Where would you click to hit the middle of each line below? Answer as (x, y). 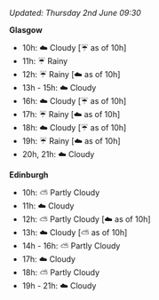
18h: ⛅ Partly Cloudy (61, 272)
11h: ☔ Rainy (45, 61)
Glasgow (26, 30)
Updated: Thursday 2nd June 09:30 (76, 13)
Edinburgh (29, 175)
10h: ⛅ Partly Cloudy (61, 193)
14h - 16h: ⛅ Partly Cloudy (71, 246)
